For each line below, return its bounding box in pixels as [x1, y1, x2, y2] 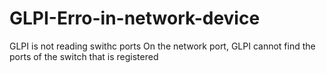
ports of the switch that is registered [9, 50, 159, 62]
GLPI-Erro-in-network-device [9, 7, 261, 30]
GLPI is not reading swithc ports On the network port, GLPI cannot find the [9, 40, 316, 52]
